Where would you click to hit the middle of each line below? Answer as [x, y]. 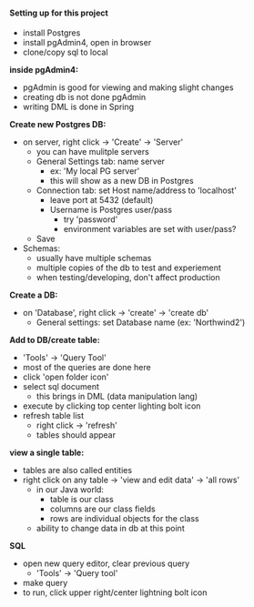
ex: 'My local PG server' [95, 171]
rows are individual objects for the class [124, 519]
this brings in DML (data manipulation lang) [117, 397]
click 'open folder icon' [66, 377]
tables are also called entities [77, 470]
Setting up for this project [59, 13]
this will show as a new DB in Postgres [122, 181]
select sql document [61, 387]
